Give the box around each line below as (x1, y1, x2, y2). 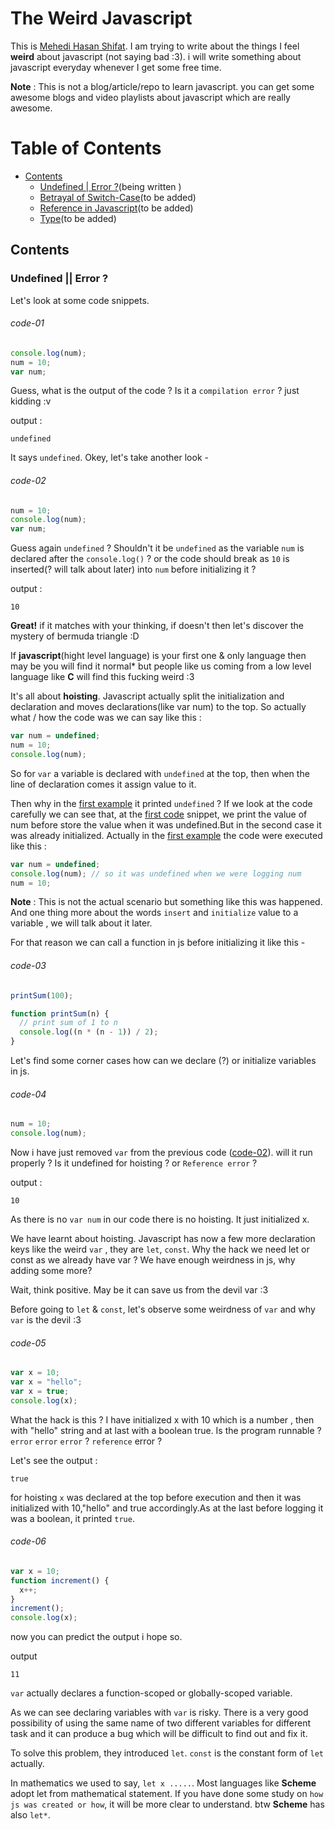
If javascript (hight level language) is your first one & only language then (10, 650, 307, 662)
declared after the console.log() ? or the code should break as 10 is (10, 553, 290, 565)
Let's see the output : (10, 1454, 98, 1466)
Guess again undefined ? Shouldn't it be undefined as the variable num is (10, 542, 305, 554)
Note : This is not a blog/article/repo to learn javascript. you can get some (10, 80, 315, 92)
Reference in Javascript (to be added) (39, 202, 194, 214)
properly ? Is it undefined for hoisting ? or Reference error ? (10, 1157, 258, 1169)
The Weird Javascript (10, 7, 193, 30)
